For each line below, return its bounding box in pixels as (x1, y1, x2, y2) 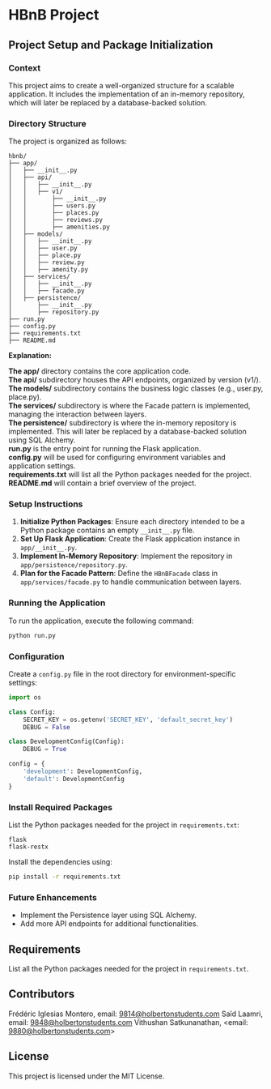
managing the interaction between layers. (8, 409, 147, 419)
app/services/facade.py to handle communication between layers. (19, 577, 242, 587)
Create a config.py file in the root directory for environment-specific (8, 668, 236, 678)
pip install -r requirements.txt (8, 873, 121, 881)
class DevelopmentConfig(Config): (8, 737, 125, 746)
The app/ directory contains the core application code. (8, 366, 192, 376)
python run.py (8, 631, 57, 639)
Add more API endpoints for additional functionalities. (19, 919, 199, 929)
